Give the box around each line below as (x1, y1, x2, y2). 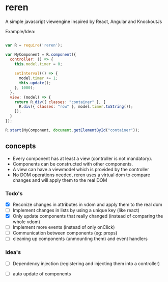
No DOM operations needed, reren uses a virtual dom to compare (12, 172, 150, 178)
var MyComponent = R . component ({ (5, 52, 76, 57)
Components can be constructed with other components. (12, 160, 133, 167)
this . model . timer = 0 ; (14, 61, 63, 66)
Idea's (5, 249, 21, 256)
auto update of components (12, 270, 71, 277)
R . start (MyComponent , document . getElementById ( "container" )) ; (5, 127, 140, 133)
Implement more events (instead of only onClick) (12, 224, 115, 230)
